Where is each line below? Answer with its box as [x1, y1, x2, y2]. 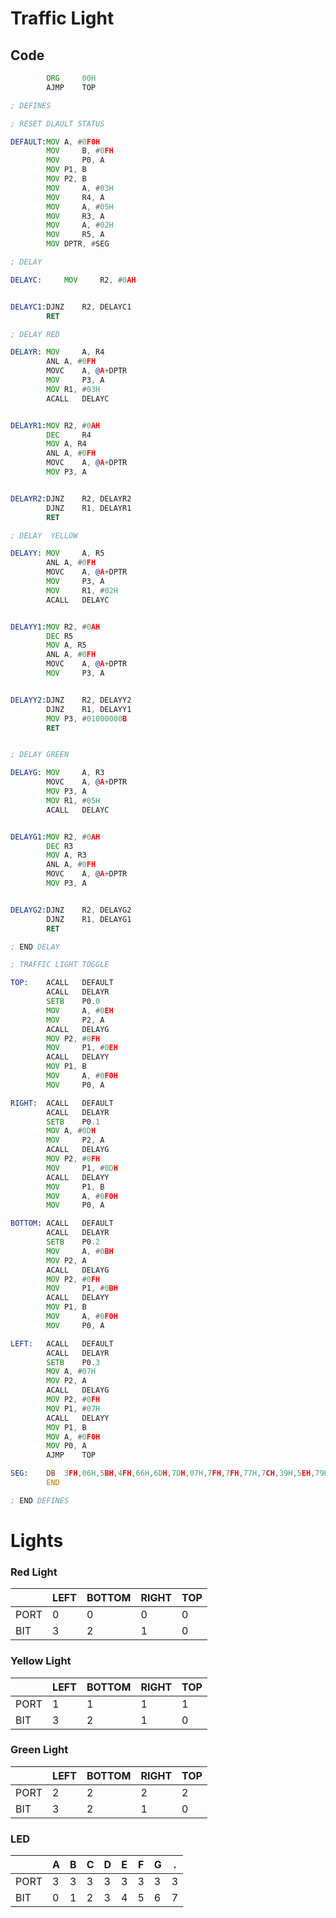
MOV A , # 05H [46, 202, 114, 212]
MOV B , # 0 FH [46, 146, 114, 156]
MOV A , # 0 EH [46, 1005, 114, 1016]
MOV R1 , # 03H [46, 384, 101, 394]
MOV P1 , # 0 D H [46, 1163, 118, 1173]
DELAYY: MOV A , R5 [10, 548, 105, 559]
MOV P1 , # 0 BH [46, 1283, 118, 1294]
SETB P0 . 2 [46, 1237, 101, 1247]
